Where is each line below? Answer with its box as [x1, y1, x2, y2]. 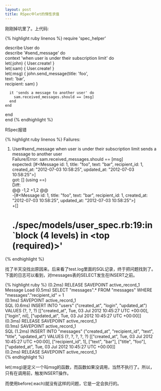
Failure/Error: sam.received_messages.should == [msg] [12, 156, 124, 162]
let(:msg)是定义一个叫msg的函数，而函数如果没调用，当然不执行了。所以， [5, 364, 155, 370]
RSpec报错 [5, 127, 27, 133]
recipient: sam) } [5, 81, 38, 86]
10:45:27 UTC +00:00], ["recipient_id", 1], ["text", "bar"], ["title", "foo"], [5, 339, 146, 345]
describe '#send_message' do [5, 50, 65, 56]
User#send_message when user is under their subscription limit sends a [12, 146, 157, 152]
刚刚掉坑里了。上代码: [5, 25, 49, 32]
